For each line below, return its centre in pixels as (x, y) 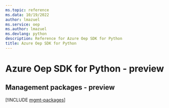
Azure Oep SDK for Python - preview (85, 68)
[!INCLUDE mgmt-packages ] (35, 100)
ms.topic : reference (27, 10)
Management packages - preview (60, 88)
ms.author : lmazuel (26, 29)
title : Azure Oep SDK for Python (41, 44)
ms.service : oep (23, 24)
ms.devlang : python (26, 34)
